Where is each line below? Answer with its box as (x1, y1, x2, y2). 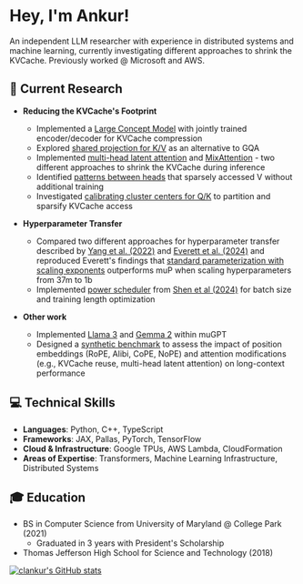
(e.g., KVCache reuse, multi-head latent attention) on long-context (35, 357, 285, 368)
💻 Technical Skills (9, 395, 116, 410)
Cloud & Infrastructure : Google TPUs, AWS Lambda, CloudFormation (22, 443, 283, 454)
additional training (35, 181, 105, 192)
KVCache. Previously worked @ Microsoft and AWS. (9, 55, 205, 65)
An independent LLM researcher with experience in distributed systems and (9, 35, 294, 46)
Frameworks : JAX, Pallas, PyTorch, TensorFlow (22, 433, 202, 444)
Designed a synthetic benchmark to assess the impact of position (35, 338, 282, 349)
